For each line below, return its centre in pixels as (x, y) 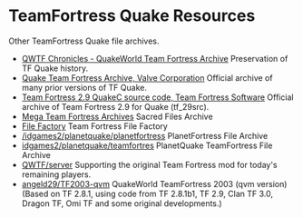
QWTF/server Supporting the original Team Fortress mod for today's (149, 164)
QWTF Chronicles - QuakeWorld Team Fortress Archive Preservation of (155, 58)
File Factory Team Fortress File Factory (95, 126)
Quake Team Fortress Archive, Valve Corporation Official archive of (147, 77)
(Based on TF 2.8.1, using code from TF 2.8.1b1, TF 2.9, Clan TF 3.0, (147, 193)
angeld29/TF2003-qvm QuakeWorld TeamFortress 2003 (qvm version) (154, 183)
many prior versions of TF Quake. (84, 87)
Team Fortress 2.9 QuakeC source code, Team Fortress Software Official (157, 97)
